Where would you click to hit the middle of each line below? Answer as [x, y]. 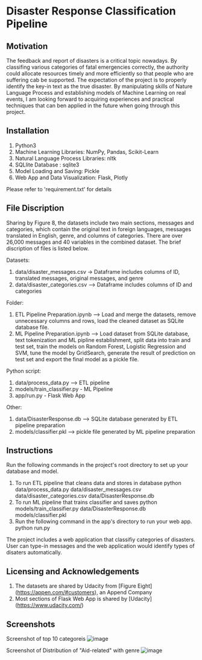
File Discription [35, 208]
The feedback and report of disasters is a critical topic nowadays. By [92, 61]
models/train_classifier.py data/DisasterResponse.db [80, 509]
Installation [28, 131]
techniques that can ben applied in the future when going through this [93, 106]
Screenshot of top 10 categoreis [46, 639]
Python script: [24, 371]
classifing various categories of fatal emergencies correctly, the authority [97, 67]
